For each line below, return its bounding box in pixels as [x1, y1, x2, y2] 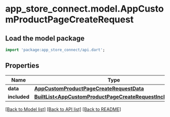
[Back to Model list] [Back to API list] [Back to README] [5, 106, 121, 112]
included [8, 93, 29, 100]
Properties [5, 61, 39, 70]
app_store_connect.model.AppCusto [5, 3, 164, 15]
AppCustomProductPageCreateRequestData [34, 85, 144, 92]
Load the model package [5, 34, 85, 43]
